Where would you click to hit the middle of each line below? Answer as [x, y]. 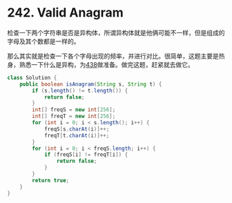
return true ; [51, 180]
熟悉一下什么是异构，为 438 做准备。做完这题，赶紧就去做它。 [107, 64]
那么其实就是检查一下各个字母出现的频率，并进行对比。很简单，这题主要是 [113, 56]
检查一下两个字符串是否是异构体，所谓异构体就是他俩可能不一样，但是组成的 [116, 32]
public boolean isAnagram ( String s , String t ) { [91, 84]
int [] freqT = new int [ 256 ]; [74, 116]
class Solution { [32, 77]
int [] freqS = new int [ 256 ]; [74, 110]
